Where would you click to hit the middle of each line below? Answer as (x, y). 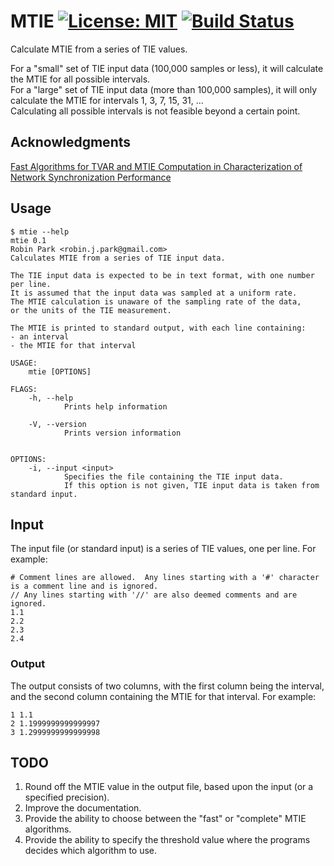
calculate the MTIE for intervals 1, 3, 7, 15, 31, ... (107, 100)
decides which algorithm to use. (91, 851)
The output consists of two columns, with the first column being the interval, (167, 686)
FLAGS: (24, 389)
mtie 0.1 (28, 240)
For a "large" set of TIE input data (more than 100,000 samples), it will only (164, 89)
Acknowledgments (71, 142)
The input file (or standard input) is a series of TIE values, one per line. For (163, 549)
